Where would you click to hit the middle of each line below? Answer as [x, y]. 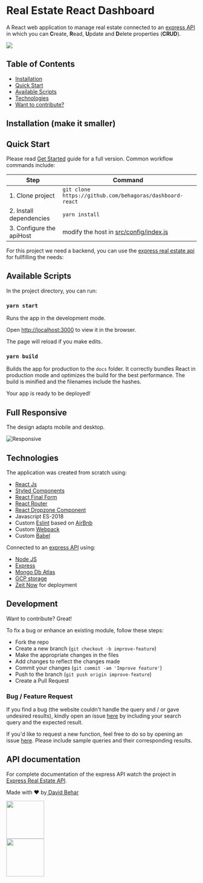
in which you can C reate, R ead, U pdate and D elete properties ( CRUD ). [94, 33]
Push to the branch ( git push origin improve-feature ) [83, 674]
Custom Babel [32, 535]
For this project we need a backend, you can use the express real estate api [101, 250]
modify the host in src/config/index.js [115, 232]
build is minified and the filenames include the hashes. [74, 382]
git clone [76, 189]
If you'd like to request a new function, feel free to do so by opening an [95, 734]
